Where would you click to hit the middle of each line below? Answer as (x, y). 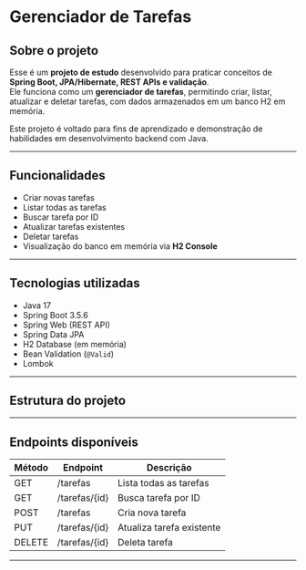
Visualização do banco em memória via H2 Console (120, 246)
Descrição (169, 468)
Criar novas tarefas (59, 197)
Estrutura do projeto (67, 401)
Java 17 (37, 305)
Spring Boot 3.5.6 (55, 315)
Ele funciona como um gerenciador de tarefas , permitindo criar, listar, (141, 92)
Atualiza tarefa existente (169, 528)
